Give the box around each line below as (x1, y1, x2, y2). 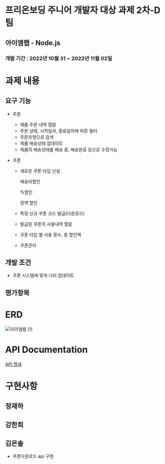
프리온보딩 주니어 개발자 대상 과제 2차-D (5, 5, 161, 16)
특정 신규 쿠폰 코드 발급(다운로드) (19, 210, 85, 216)
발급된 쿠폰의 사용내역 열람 (19, 221, 72, 227)
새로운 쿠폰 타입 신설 (19, 168, 60, 174)
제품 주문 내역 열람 (19, 121, 56, 128)
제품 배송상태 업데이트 (19, 140, 63, 146)
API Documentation (5, 344, 88, 355)
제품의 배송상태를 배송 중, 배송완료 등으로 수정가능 (19, 146, 117, 153)
